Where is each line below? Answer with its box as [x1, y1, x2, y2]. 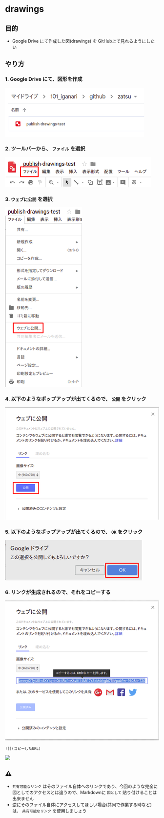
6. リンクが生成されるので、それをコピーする [5, 589, 111, 595]
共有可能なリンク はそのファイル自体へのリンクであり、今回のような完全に [12, 783, 158, 789]
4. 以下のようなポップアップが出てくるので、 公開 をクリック [5, 396, 146, 402]
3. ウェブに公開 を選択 [5, 196, 53, 202]
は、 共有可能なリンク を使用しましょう [12, 808, 87, 814]
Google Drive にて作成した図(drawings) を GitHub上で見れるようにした [12, 38, 155, 44]
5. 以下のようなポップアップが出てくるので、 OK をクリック [5, 528, 143, 535]
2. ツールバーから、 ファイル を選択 [5, 145, 85, 152]
